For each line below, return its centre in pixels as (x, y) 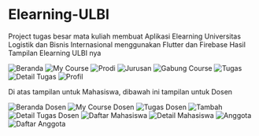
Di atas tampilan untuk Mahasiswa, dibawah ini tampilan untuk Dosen (120, 91)
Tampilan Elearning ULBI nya (55, 53)
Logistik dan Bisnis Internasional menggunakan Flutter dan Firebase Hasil (127, 44)
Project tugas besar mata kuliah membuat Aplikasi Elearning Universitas (125, 36)
